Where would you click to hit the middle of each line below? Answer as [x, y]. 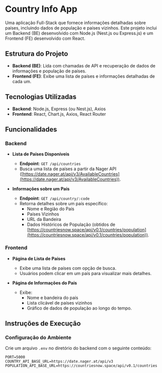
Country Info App [41, 9]
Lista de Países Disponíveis [41, 154]
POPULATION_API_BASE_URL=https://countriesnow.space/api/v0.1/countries [81, 366]
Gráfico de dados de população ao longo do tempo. [79, 308]
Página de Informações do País [45, 283]
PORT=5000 [15, 357]
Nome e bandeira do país [53, 297]
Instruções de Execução [43, 323]
